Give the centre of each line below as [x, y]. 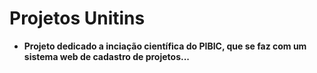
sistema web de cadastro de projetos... [107, 56]
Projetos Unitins [77, 18]
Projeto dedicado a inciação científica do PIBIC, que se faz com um [165, 46]
